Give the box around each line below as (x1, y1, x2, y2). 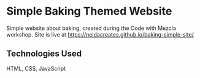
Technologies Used (6, 49, 82, 59)
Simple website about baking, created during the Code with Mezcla (6, 24, 177, 32)
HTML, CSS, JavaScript (6, 65, 66, 72)
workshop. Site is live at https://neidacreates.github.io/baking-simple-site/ (6, 30, 194, 38)
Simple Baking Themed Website (6, 4, 172, 18)
